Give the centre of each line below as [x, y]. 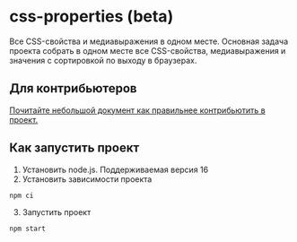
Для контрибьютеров [73, 88]
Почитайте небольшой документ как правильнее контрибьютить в [138, 110]
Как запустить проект [74, 148]
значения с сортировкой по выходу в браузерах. [103, 60]
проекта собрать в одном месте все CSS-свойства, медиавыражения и [148, 50]
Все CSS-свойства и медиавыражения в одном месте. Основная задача [149, 41]
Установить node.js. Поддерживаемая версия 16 [115, 169]
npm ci [22, 195]
